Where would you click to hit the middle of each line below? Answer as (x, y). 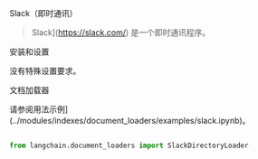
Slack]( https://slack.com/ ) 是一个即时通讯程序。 (121, 33)
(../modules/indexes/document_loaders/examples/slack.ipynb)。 (130, 121)
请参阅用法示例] (39, 109)
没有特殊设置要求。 (45, 71)
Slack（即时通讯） (43, 13)
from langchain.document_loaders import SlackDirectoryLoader (129, 145)
